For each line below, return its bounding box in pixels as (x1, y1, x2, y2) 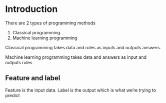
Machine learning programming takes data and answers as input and (5, 54, 146, 60)
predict (5, 92, 20, 98)
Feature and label (5, 74, 60, 83)
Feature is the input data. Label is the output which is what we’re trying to (5, 87, 156, 93)
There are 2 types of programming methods (5, 20, 96, 26)
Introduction (5, 3, 58, 15)
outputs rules (5, 59, 32, 65)
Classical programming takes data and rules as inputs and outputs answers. (5, 44, 161, 50)
